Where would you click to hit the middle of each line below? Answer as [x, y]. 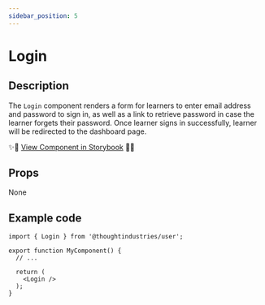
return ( [30, 273]
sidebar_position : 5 [43, 16]
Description [39, 86]
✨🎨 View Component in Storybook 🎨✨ [72, 147]
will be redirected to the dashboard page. [78, 131]
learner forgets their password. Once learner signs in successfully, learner [133, 122]
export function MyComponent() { [65, 251]
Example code [45, 218]
